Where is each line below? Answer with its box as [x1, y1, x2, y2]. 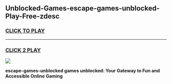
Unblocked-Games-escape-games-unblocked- [5, 4, 160, 13]
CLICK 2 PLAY [5, 46, 41, 53]
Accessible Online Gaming [5, 73, 63, 79]
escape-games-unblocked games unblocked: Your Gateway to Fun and [5, 67, 160, 73]
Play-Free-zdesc [5, 12, 60, 21]
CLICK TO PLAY [5, 27, 45, 35]
